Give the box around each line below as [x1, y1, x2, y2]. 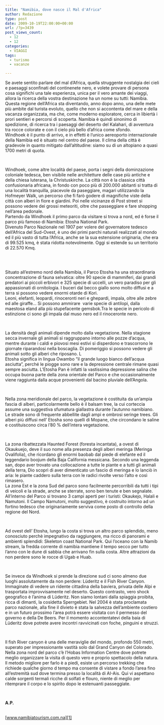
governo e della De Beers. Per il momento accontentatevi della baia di [5, 615, 145, 621]
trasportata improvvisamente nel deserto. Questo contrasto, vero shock [5, 589, 149, 595]
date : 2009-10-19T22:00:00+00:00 [5, 21, 73, 26]
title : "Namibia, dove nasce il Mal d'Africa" [5, 7, 102, 12]
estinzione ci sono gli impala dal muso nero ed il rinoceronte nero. [5, 311, 138, 317]
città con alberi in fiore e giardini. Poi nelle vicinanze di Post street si [5, 198, 143, 204]
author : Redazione [5, 12, 43, 17]
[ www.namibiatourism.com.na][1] [5, 715, 72, 721]
